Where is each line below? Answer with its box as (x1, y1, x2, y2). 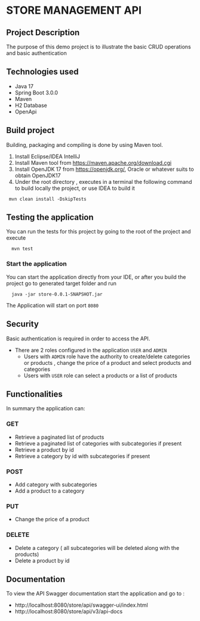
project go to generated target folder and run (6, 279, 116, 287)
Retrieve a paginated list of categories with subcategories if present (14, 439, 182, 447)
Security (6, 319, 39, 329)
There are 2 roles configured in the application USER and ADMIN (14, 346, 167, 353)
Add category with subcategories (14, 481, 97, 488)
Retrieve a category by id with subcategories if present (14, 452, 150, 460)
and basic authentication (6, 50, 67, 57)
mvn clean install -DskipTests (8, 196, 87, 202)
